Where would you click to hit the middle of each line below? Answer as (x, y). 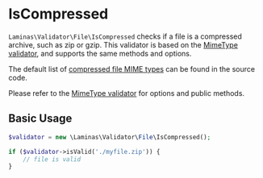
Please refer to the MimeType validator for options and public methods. (126, 93)
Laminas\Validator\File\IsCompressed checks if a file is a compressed (125, 36)
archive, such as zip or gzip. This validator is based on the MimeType (123, 44)
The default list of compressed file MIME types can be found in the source (132, 68)
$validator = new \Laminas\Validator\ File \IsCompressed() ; (110, 137)
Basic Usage (40, 119)
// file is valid (52, 159)
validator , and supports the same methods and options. (100, 53)
